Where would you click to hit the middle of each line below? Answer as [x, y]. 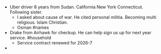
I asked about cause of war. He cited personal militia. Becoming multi [87, 17]
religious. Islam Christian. [43, 22]
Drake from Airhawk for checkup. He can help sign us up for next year [80, 33]
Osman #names [33, 27]
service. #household [30, 38]
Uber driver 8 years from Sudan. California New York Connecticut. [76, 7]
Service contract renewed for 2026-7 [55, 43]
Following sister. [26, 12]
